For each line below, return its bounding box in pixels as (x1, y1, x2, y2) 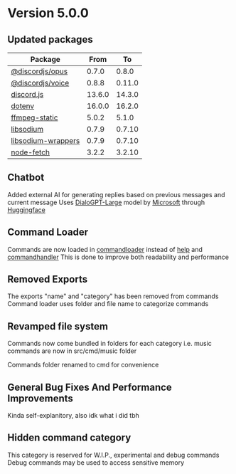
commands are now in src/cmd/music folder (7, 347, 137, 355)
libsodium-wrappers (11, 136, 80, 145)
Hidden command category (7, 432, 132, 444)
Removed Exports (7, 273, 87, 285)
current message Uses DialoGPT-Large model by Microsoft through (7, 198, 205, 206)
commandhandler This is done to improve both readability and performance (7, 253, 230, 261)
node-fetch (11, 147, 50, 157)
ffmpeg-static (11, 112, 58, 122)
